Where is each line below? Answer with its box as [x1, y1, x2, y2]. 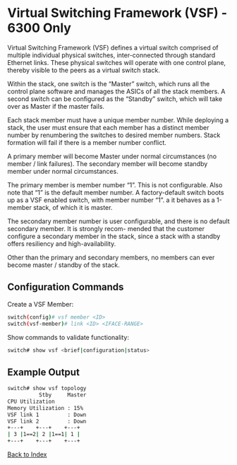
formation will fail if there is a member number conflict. [7, 138, 167, 146]
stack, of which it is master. [32, 203, 113, 211]
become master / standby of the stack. [7, 260, 120, 269]
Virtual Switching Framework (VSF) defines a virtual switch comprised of [7, 43, 219, 52]
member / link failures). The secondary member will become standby [7, 159, 208, 167]
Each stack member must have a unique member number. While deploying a [7, 115, 229, 124]
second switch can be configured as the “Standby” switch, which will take [7, 94, 223, 103]
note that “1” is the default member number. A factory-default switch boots [7, 188, 224, 196]
